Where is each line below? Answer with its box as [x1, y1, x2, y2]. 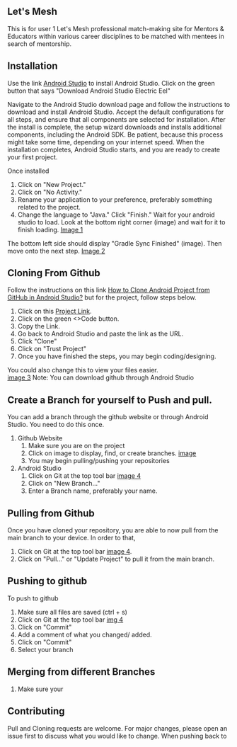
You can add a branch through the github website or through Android [7, 413, 209, 421]
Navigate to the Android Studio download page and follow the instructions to [7, 100, 231, 108]
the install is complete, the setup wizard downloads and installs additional [7, 122, 221, 131]
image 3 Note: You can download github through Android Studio [7, 373, 195, 382]
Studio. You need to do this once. [7, 421, 105, 429]
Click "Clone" [17, 337, 57, 346]
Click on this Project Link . [17, 307, 92, 316]
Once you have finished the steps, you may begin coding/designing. [17, 352, 216, 360]
